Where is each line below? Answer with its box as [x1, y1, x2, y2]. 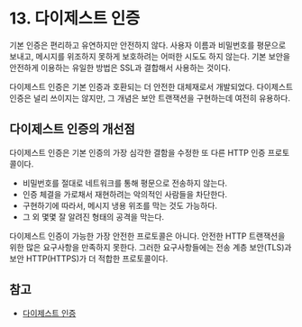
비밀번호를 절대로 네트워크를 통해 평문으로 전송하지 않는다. [22, 177, 228, 188]
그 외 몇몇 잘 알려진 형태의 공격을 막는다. [22, 211, 165, 222]
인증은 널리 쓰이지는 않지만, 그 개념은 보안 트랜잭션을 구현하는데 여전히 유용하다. [9, 92, 291, 104]
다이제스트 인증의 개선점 [9, 122, 135, 137]
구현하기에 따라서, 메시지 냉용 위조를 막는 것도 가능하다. [22, 200, 218, 211]
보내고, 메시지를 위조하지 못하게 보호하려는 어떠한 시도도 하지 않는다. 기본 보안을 [9, 50, 291, 61]
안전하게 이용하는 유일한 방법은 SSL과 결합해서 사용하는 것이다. [9, 62, 232, 73]
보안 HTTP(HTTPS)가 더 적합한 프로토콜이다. [9, 253, 169, 264]
